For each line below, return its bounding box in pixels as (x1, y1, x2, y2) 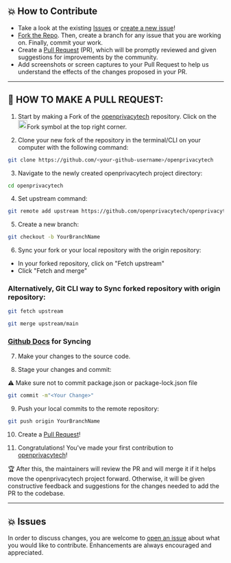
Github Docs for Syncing (8, 337, 91, 346)
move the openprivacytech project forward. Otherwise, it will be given (8, 474, 205, 483)
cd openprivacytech (8, 182, 64, 189)
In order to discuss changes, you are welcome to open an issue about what (8, 534, 220, 542)
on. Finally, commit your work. (17, 38, 104, 47)
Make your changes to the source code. (17, 352, 131, 360)
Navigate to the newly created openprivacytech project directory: (17, 168, 203, 177)
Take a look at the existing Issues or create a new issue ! (17, 23, 175, 32)
